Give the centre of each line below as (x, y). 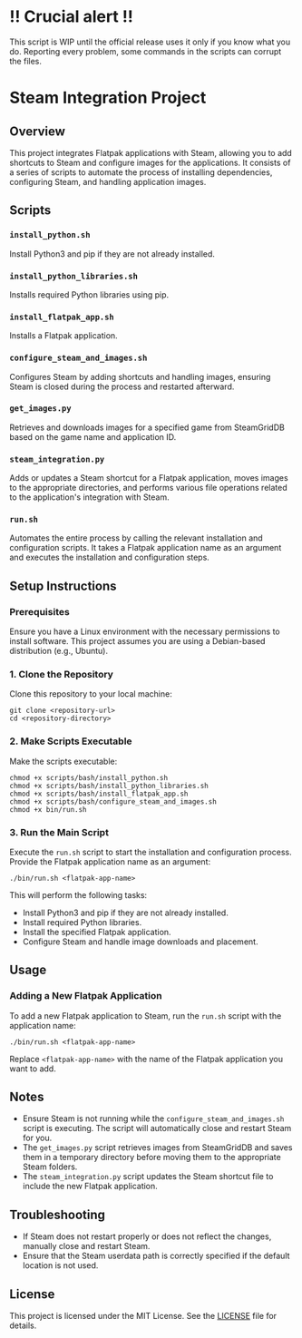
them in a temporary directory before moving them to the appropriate (151, 1157)
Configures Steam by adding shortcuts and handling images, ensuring (140, 376)
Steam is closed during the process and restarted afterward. (122, 386)
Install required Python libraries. (82, 922)
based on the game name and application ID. (93, 436)
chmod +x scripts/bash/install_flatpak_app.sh (99, 794)
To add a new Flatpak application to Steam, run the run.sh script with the (146, 1016)
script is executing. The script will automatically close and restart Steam (157, 1128)
